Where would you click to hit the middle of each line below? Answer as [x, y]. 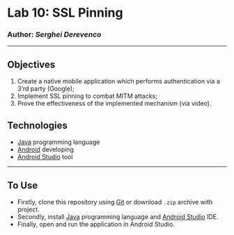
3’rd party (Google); [46, 89]
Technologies [38, 125]
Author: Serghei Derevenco [54, 35]
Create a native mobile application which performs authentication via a [119, 81]
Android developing [46, 149]
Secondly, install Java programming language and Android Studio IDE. [118, 216]
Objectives [31, 64]
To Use [23, 185]
